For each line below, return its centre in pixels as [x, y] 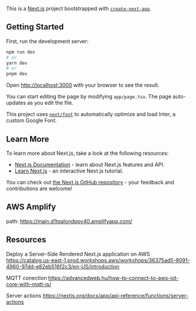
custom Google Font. [31, 121]
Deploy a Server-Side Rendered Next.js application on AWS [78, 254]
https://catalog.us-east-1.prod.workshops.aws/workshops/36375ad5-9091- [98, 260]
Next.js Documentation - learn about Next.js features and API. [89, 165]
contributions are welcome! [39, 188]
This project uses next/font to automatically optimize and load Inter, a [91, 114]
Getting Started [35, 27]
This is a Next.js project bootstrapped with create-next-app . [79, 9]
